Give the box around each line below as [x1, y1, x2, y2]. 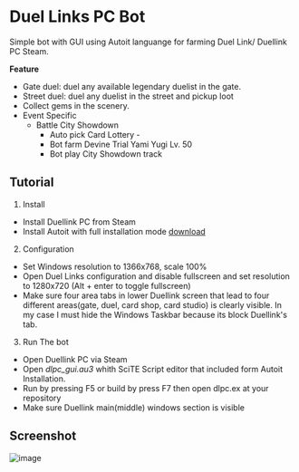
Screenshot [9, 429, 77, 444]
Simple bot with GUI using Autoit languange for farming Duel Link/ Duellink [9, 36, 288, 47]
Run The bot [22, 336, 70, 347]
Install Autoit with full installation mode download [22, 226, 206, 236]
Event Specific [22, 110, 77, 120]
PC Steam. [9, 45, 49, 56]
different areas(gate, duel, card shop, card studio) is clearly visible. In [22, 299, 283, 310]
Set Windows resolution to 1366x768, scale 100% [22, 261, 207, 272]
